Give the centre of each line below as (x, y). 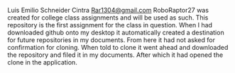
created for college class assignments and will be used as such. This (108, 18)
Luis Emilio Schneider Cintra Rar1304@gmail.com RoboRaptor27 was (108, 10)
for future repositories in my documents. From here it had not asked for (111, 40)
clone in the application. (43, 62)
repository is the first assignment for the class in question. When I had (110, 25)
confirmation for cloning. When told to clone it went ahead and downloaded (118, 47)
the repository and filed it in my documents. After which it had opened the (115, 55)
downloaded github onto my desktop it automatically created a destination (116, 32)
